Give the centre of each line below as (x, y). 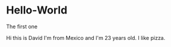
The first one (22, 26)
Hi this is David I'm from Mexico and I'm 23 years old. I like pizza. (86, 38)
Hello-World (37, 10)
